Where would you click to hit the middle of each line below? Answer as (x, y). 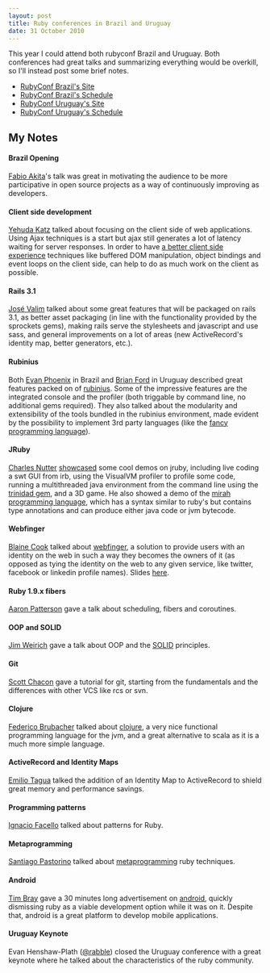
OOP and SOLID (35, 627)
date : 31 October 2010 (46, 31)
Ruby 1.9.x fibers (37, 591)
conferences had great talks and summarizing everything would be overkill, (133, 62)
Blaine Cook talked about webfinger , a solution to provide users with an (127, 546)
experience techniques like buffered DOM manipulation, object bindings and (135, 256)
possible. (23, 273)
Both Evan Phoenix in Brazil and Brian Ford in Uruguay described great (126, 379)
